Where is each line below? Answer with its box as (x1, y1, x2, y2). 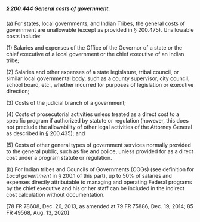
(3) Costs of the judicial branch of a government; (6, 99, 127, 106)
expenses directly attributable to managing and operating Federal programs (6, 178, 192, 185)
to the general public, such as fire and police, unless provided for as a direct (6, 147, 194, 155)
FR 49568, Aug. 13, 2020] (6, 209, 70, 216)
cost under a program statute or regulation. (6, 154, 112, 161)
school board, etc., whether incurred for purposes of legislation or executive (6, 81, 194, 88)
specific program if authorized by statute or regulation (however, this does (6, 117, 189, 124)
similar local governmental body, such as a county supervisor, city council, (6, 75, 190, 82)
